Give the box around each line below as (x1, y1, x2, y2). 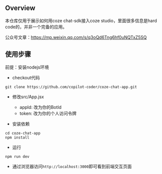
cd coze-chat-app (5, 131, 41, 136)
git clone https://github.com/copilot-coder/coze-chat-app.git (5, 84, 137, 89)
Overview (5, 4, 36, 12)
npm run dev (5, 154, 29, 159)
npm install (5, 135, 29, 140)
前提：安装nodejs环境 (5, 64, 49, 70)
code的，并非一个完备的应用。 (5, 24, 67, 30)
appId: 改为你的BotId (19, 104, 62, 110)
